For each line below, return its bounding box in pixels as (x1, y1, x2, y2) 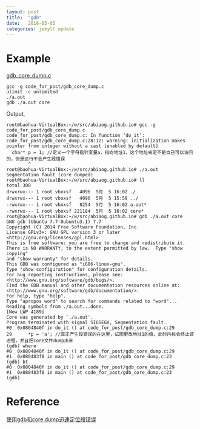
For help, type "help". (6, 293, 67, 299)
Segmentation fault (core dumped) (6, 172, 94, 178)
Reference (6, 395, 59, 409)
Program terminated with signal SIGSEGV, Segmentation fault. (6, 319, 167, 326)
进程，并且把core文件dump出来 (6, 338, 74, 344)
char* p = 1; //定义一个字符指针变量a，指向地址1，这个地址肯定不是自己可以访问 (12, 150, 193, 156)
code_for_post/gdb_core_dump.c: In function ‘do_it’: (6, 133, 145, 139)
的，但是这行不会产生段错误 (6, 156, 65, 162)
